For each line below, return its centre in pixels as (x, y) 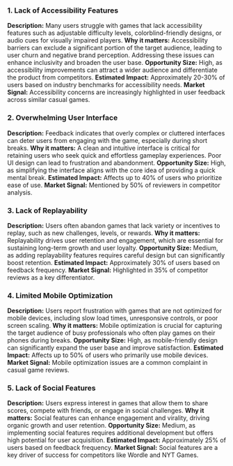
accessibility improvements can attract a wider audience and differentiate (112, 70)
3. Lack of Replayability (48, 210)
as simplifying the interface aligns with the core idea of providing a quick (111, 170)
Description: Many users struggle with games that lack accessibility (105, 26)
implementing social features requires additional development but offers (110, 433)
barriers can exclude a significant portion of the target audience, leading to (115, 48)
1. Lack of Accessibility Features (63, 10)
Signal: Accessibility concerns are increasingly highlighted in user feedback (116, 92)
